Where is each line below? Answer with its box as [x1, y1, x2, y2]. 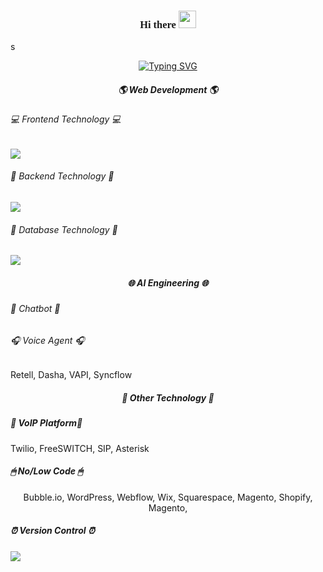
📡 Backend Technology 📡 [10, 170, 115, 182]
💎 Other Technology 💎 [121, 392, 215, 404]
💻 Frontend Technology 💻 [10, 113, 122, 125]
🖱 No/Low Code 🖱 [10, 465, 83, 477]
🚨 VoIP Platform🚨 [10, 417, 83, 429]
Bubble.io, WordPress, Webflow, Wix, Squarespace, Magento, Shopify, [23, 491, 313, 503]
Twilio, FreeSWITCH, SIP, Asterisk [10, 442, 150, 454]
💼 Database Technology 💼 [10, 223, 118, 235]
